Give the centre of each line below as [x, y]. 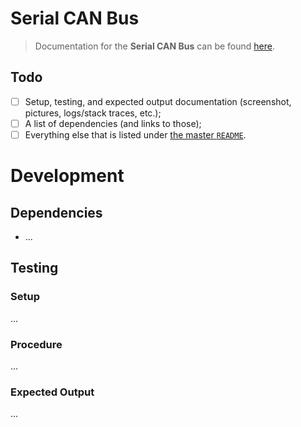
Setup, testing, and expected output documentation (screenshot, [158, 101]
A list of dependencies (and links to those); [113, 123]
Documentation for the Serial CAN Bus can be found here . [154, 46]
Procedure [36, 344]
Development [67, 176]
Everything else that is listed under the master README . [135, 134]
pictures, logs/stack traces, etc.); [93, 113]
